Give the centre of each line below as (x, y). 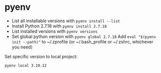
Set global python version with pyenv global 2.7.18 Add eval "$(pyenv (84, 36)
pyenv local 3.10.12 (26, 66)
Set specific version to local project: (41, 56)
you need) (22, 47)
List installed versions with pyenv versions (55, 31)
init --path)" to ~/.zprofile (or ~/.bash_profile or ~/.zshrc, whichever (82, 41)
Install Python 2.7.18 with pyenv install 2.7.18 (59, 26)
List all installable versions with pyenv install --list (66, 21)
